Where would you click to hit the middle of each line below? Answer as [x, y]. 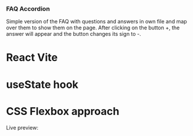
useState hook [42, 84]
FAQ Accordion [28, 9]
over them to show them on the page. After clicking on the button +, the [93, 28]
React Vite [32, 58]
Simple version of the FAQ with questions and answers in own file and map [96, 22]
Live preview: [22, 127]
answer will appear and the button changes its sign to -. [74, 34]
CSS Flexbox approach [63, 111]
